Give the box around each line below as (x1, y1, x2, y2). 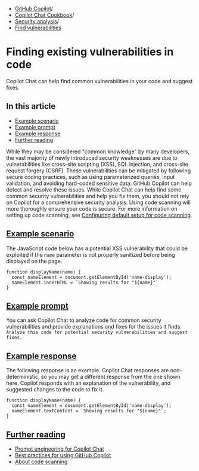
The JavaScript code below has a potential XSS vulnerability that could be (6, 245, 188, 252)
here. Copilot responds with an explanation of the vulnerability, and (6, 379, 171, 387)
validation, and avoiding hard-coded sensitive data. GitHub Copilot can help (6, 180, 192, 187)
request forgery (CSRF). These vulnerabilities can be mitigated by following (6, 167, 191, 174)
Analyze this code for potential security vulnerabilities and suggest (6, 329, 188, 336)
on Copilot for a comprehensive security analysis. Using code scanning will (6, 199, 191, 206)
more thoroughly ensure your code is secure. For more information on (6, 205, 178, 212)
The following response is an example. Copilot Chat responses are (6, 367, 169, 374)
